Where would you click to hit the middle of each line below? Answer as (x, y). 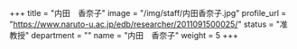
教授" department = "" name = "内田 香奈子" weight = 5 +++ (124, 35)
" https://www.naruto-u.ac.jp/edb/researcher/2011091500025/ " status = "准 (148, 24)
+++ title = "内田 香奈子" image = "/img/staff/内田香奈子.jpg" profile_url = (148, 13)
